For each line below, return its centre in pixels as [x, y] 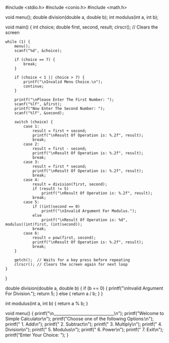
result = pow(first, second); [64, 238]
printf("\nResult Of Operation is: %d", [85, 220]
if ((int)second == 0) [56, 207]
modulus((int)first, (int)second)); [44, 224]
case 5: [31, 202]
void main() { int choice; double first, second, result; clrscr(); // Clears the [82, 27]
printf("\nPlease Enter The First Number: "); [64, 100]
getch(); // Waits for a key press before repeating [72, 260]
